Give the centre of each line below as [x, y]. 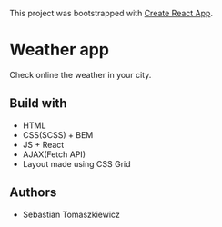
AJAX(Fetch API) [54, 154]
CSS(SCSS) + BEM [58, 134]
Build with [38, 104]
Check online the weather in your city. [81, 74]
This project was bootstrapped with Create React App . [111, 13]
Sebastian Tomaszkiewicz [71, 214]
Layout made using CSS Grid [76, 163]
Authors [33, 193]
